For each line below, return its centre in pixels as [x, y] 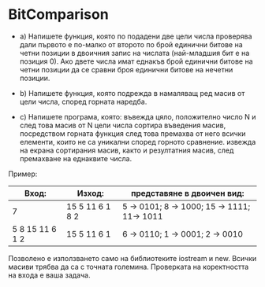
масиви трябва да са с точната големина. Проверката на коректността [129, 267]
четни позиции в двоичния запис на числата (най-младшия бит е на [134, 53]
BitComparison [58, 15]
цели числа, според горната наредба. [83, 101]
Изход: [90, 193]
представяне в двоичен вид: [188, 193]
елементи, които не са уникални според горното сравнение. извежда [138, 142]
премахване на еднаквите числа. [76, 158]
